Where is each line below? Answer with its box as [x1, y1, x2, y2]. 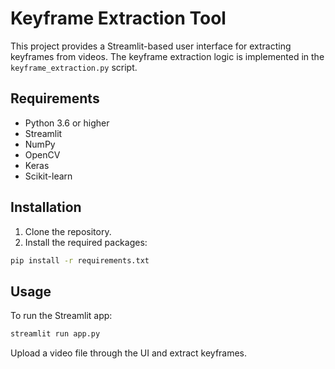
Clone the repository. [24, 225, 112, 237]
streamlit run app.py [10, 329, 101, 339]
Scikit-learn [24, 170, 73, 182]
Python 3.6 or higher [24, 117, 110, 129]
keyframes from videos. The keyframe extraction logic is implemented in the [10, 50, 325, 62]
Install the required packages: [24, 236, 148, 248]
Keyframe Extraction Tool [10, 7, 227, 30]
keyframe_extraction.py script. [10, 61, 138, 73]
